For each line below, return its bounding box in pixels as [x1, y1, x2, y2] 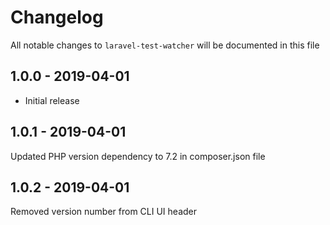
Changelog [10, 6, 104, 29]
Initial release [24, 94, 80, 106]
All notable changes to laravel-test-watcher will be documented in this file [10, 39, 320, 51]
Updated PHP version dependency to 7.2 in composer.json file [10, 150, 266, 162]
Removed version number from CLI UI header [10, 206, 197, 218]
